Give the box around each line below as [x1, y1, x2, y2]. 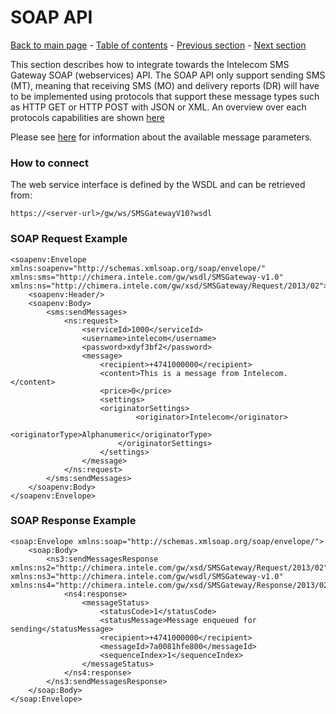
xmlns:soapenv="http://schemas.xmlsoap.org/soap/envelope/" [10, 263, 267, 273]
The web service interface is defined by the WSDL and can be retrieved [10, 179, 306, 191]
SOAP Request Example [10, 232, 128, 246]
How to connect [10, 156, 89, 170]
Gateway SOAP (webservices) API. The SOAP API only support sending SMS [10, 69, 326, 81]
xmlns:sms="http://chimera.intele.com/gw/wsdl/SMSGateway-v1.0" [10, 272, 284, 282]
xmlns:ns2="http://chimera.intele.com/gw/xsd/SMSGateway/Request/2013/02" [10, 562, 329, 573]
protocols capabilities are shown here [10, 111, 165, 123]
